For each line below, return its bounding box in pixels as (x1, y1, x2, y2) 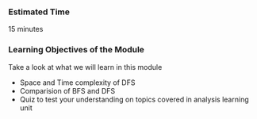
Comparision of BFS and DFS (19, 86, 116, 95)
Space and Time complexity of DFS (19, 78, 136, 87)
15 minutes (8, 25, 44, 34)
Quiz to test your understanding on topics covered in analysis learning (19, 94, 249, 104)
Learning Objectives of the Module (8, 44, 145, 56)
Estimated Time (8, 6, 70, 17)
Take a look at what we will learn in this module (8, 62, 163, 71)
